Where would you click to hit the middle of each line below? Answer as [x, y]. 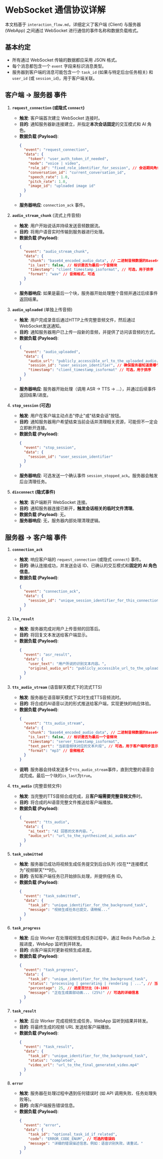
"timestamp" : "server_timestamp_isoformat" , [74, 741]
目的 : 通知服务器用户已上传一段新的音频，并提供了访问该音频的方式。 [89, 332]
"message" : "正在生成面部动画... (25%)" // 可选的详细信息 [84, 993]
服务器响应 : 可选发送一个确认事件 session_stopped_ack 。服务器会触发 [89, 476]
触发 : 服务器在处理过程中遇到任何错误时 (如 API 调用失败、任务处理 [86, 1093]
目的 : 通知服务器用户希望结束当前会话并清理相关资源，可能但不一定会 [89, 422]
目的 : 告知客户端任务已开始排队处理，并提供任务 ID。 [72, 876]
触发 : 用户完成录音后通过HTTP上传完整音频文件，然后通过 [77, 320]
